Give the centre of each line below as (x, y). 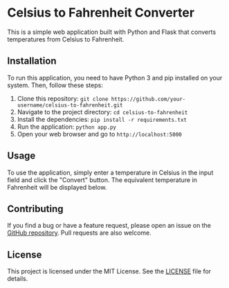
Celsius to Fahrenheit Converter (101, 13)
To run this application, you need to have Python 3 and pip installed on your (115, 78)
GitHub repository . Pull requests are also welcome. (80, 233)
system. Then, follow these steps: (55, 85)
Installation (32, 61)
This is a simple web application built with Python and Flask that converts (112, 32)
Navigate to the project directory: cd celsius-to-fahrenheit (102, 111)
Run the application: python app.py (66, 127)
